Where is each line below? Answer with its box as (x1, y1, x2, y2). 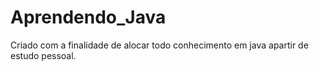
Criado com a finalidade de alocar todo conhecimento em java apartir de (10, 39, 309, 51)
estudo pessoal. (10, 49, 77, 61)
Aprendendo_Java (10, 6, 167, 29)
